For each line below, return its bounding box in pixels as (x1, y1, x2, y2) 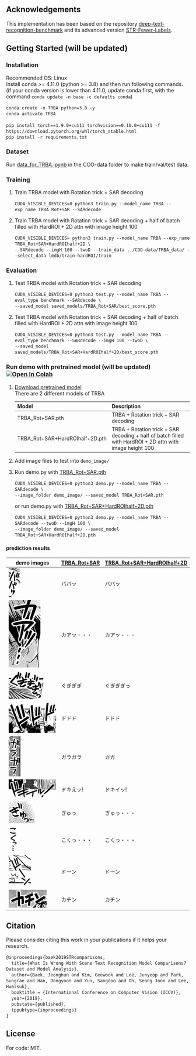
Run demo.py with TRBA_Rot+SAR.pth (14, 469, 107, 476)
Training (6, 176, 30, 184)
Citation (6, 921, 36, 931)
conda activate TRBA (6, 111, 57, 116)
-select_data (14, 253, 47, 259)
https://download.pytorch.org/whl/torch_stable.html (6, 128, 137, 134)
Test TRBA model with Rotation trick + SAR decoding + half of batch (14, 314, 178, 321)
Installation (6, 61, 39, 69)
